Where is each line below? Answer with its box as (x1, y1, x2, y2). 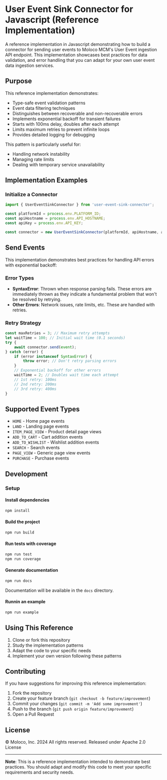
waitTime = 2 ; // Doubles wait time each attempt (14, 373, 119, 378)
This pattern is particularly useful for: (5, 141, 81, 147)
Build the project (5, 519, 40, 525)
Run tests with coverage (5, 540, 57, 547)
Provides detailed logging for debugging (12, 131, 95, 138)
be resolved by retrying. (12, 296, 62, 302)
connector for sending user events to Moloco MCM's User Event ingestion (5, 46, 158, 52)
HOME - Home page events (12, 418, 65, 424)
